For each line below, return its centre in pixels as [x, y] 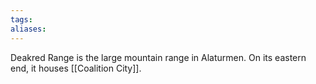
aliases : [28, 29]
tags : [21, 19]
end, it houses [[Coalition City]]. [76, 68]
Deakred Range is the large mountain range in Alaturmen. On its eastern [158, 57]
